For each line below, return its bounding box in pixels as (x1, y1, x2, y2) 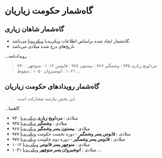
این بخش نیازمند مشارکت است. (16, 95, 76, 102)
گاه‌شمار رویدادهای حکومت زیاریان (4, 82, 99, 91)
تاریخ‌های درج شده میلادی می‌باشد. (11, 43, 76, 49)
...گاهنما (4, 105, 20, 111)
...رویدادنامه (4, 53, 27, 59)
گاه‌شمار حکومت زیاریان (4, 5, 93, 16)
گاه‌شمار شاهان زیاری (4, 25, 64, 33)
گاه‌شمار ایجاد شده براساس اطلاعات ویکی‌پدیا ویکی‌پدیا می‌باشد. (11, 38, 130, 44)
